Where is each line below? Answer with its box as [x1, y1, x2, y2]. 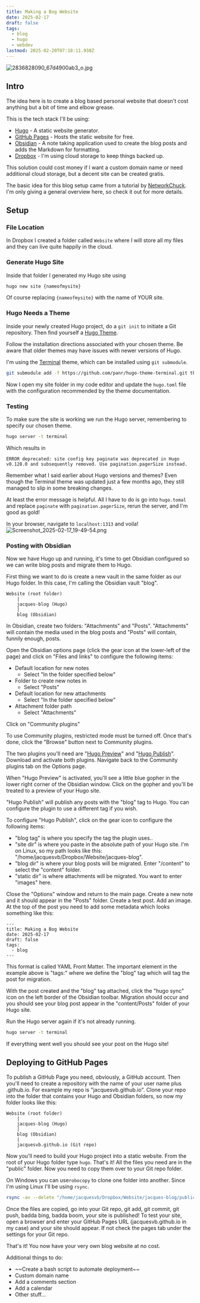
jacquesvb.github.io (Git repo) [17, 1142, 97, 1148]
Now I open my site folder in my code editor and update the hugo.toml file [6, 381, 186, 388]
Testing [6, 402, 29, 410]
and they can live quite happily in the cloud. [6, 243, 113, 250]
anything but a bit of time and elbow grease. [6, 103, 115, 111]
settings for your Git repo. [6, 1231, 70, 1238]
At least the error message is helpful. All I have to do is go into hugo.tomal [6, 495, 186, 503]
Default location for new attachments [14, 690, 106, 697]
